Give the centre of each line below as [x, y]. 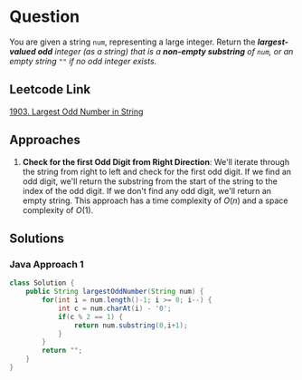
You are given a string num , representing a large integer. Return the [132, 42]
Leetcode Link [50, 89]
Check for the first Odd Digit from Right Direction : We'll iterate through [156, 161]
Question [44, 17]
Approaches [45, 140]
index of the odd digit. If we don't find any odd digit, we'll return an [147, 190]
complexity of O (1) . [58, 209]
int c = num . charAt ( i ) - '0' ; [114, 308]
